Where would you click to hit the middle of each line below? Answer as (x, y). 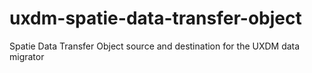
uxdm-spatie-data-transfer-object (155, 18)
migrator (27, 56)
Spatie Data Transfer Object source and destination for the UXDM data (155, 46)
